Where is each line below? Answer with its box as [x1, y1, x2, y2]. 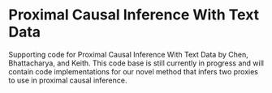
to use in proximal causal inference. [8, 75, 127, 85]
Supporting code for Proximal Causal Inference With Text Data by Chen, [8, 49, 249, 59]
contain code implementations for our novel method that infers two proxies [8, 66, 258, 76]
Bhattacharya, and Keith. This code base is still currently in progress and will [8, 58, 264, 68]
